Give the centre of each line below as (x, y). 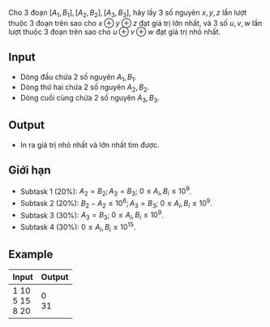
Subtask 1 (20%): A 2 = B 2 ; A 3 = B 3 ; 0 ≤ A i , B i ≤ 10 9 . (106, 191)
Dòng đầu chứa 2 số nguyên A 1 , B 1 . (78, 77)
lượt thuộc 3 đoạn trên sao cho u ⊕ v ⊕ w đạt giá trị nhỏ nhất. (115, 32)
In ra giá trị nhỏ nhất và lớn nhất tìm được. (90, 144)
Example (31, 254)
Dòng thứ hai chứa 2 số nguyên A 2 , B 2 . (85, 88)
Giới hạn (30, 170)
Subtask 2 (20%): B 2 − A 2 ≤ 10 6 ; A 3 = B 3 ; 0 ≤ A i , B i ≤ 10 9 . (116, 204)
